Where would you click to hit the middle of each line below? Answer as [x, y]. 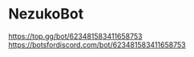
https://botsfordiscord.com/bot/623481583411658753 [97, 44]
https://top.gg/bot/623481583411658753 [75, 36]
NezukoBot [46, 14]
